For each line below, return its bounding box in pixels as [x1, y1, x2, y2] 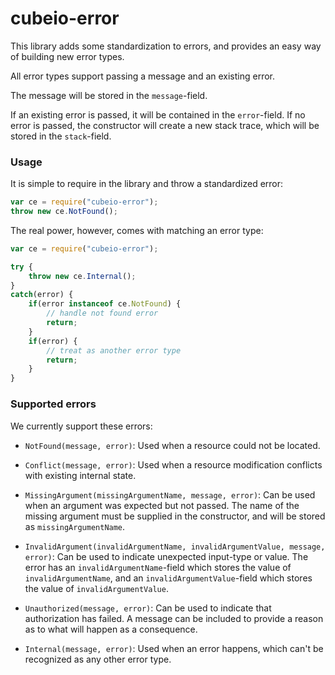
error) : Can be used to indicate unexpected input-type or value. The [24, 550, 309, 562]
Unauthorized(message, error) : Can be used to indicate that [24, 602, 272, 614]
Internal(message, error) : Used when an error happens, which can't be [24, 642, 324, 654]
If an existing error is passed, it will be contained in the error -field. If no [10, 108, 306, 121]
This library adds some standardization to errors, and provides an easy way [10, 40, 322, 52]
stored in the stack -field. [10, 130, 112, 142]
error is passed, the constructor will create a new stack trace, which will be [10, 119, 320, 131]
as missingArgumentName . [24, 520, 126, 532]
